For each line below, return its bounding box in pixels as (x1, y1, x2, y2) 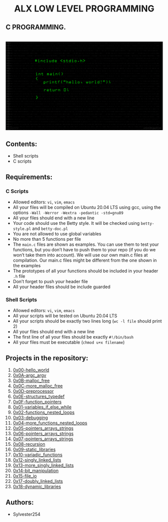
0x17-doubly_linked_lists (12, 478, 63, 484)
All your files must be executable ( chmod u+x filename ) (12, 340, 125, 346)
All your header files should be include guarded (12, 284, 111, 290)
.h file (12, 273, 25, 279)
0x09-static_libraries (12, 447, 56, 453)
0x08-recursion (12, 441, 45, 447)
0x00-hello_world (12, 367, 49, 373)
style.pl (12, 226, 31, 231)
